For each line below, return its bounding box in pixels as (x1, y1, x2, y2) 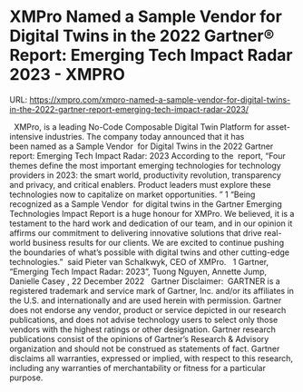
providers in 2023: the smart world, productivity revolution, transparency (9, 170, 281, 181)
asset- (266, 121, 290, 132)
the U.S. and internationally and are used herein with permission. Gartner (9, 295, 282, 306)
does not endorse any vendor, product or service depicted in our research (9, 304, 287, 315)
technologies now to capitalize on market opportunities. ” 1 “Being (9, 189, 256, 200)
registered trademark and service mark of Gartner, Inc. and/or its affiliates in (9, 285, 295, 296)
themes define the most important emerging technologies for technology (9, 160, 281, 171)
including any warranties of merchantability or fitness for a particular (9, 362, 266, 373)
